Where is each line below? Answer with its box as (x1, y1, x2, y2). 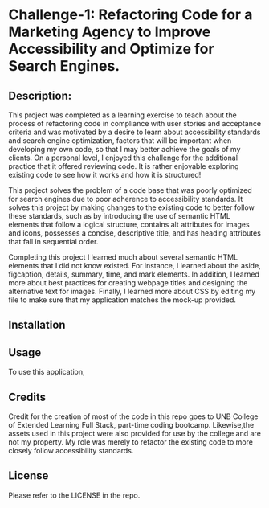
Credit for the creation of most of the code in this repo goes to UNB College (8, 412, 259, 421)
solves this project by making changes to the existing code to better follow (8, 203, 255, 212)
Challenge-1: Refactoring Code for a (8, 6, 253, 24)
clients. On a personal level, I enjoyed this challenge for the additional (8, 153, 238, 162)
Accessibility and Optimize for (8, 40, 214, 58)
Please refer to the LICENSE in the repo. (8, 490, 141, 500)
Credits (8, 390, 47, 404)
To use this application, (8, 367, 86, 377)
